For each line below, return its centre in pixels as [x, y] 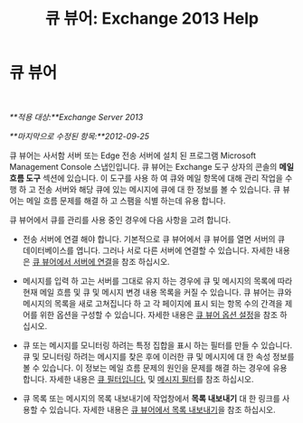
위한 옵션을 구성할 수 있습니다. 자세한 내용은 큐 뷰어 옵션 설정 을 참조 [159, 315]
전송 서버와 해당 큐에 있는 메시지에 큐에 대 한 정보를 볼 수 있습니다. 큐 [159, 189]
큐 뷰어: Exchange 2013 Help [152, 19]
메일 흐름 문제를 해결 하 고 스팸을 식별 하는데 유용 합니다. [126, 201]
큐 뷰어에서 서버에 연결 [72, 261]
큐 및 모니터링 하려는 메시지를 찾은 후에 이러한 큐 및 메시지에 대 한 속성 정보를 [158, 356]
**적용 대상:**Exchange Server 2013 [76, 117]
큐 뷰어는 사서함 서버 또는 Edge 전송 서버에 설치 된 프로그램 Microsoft [133, 155]
